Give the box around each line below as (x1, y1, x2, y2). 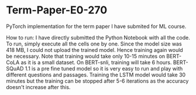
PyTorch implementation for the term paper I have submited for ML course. (6, 23, 187, 30)
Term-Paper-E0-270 (6, 3, 108, 17)
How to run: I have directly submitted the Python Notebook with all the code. (6, 34, 190, 41)
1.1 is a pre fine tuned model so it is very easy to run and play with (25, 65, 183, 72)
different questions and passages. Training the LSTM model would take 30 (6, 71, 186, 78)
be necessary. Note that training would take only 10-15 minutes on (6, 52, 166, 59)
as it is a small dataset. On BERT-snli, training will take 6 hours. (20, 59, 172, 66)
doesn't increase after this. (6, 83, 71, 90)
